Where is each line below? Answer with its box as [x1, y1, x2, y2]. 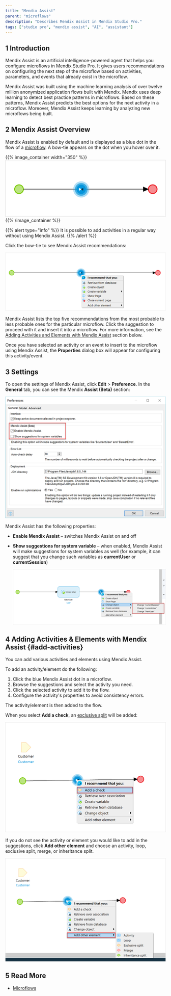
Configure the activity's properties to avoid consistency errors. [12, 692, 145, 698]
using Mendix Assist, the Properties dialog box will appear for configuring [5, 347, 160, 354]
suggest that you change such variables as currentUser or [12, 554, 136, 560]
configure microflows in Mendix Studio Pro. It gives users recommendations [5, 63, 164, 69]
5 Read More [5, 972, 46, 980]
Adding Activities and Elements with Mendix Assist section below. [5, 332, 143, 338]
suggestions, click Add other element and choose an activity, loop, [5, 843, 147, 849]
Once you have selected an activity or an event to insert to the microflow [5, 342, 158, 348]
